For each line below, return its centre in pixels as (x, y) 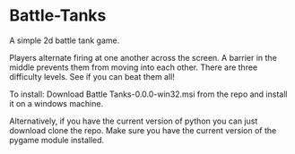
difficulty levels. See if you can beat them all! (92, 76)
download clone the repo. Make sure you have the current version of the (143, 130)
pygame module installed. (57, 140)
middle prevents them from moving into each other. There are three (134, 67)
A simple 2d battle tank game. (65, 40)
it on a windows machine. (56, 103)
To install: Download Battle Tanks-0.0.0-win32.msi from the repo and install (148, 94)
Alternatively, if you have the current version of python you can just (134, 121)
